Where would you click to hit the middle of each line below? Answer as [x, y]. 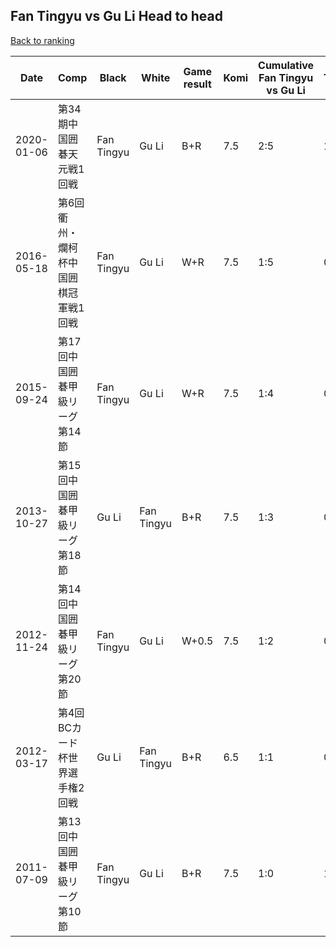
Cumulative [286, 65]
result [197, 84]
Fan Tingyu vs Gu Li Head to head [116, 16]
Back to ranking [42, 40]
